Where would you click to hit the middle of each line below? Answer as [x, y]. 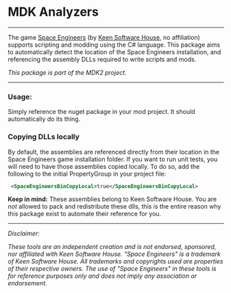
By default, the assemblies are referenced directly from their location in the [114, 152]
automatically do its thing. [44, 119]
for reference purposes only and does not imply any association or [102, 276]
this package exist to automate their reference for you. [85, 214]
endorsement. [27, 283]
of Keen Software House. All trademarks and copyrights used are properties [115, 261]
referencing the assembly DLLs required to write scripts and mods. [102, 59]
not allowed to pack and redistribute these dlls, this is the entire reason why [114, 207]
